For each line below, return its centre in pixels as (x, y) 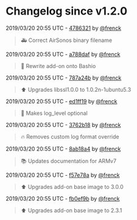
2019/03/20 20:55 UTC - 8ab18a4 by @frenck (63, 149)
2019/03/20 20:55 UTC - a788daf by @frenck (63, 54)
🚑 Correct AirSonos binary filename (66, 40)
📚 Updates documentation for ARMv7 (68, 161)
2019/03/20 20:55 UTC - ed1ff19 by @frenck (61, 101)
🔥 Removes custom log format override (70, 136)
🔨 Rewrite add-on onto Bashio (58, 66)
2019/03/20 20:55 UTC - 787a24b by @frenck (64, 78)
